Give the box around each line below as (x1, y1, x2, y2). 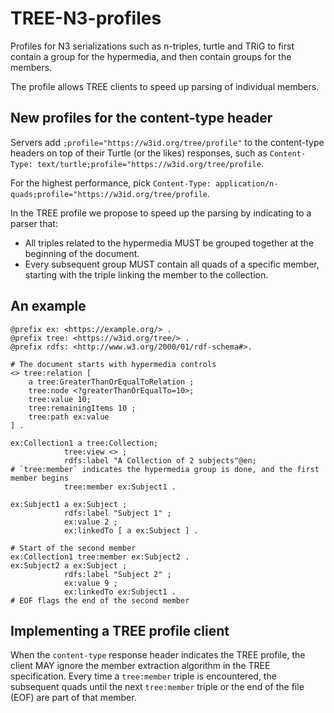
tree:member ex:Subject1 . (63, 482, 177, 492)
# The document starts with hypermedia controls (10, 359, 217, 369)
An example (10, 298, 87, 315)
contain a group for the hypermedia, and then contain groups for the (10, 50, 292, 62)
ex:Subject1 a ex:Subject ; (10, 499, 128, 509)
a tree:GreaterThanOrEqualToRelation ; (28, 377, 195, 387)
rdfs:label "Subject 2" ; (63, 569, 172, 579)
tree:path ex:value (28, 412, 110, 422)
